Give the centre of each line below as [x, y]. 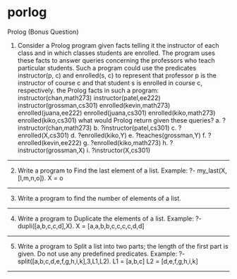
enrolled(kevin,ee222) [50, 142]
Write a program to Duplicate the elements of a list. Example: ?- [110, 218]
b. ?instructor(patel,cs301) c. [135, 128]
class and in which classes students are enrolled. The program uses [116, 53]
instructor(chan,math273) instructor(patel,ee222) [89, 98]
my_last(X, [212, 170]
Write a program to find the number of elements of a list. [99, 198]
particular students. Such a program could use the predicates [107, 68]
